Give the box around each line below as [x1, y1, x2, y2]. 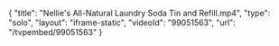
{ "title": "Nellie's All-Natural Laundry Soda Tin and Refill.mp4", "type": [8, 8, 271, 18]
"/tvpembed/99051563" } [8, 27, 103, 37]
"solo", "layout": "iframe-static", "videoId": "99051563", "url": [8, 17, 236, 28]
